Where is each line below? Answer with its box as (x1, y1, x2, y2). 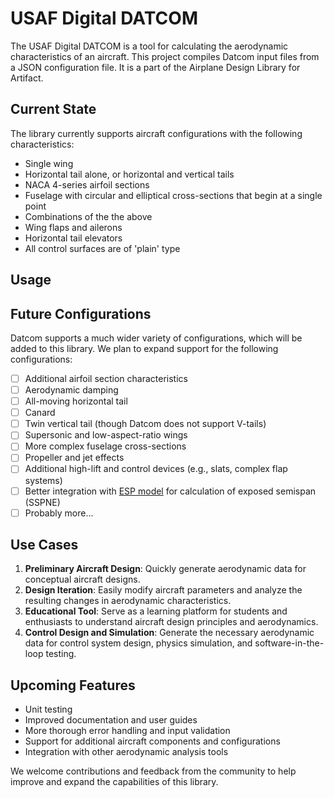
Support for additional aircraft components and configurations (24, 735, 281, 747)
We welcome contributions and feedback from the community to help (10, 765, 297, 777)
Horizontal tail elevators (24, 232, 123, 244)
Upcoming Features (10, 677, 136, 694)
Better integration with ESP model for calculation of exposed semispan (24, 485, 317, 497)
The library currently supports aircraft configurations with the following (10, 127, 303, 139)
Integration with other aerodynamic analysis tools (24, 746, 229, 758)
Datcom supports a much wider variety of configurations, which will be (10, 332, 303, 344)
